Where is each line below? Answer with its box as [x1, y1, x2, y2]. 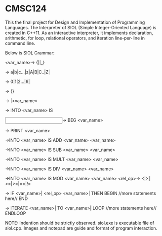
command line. [5, 40, 36, 46]
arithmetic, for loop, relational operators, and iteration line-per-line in [5, 35, 145, 41]
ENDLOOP [5, 210, 26, 216]
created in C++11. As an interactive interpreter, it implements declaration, [5, 30, 153, 36]
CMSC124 [5, 3, 47, 14]
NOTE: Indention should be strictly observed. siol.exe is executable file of [5, 220, 155, 226]
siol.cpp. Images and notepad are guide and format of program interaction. [5, 225, 158, 231]
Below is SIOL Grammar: [5, 50, 55, 56]
